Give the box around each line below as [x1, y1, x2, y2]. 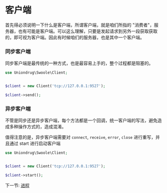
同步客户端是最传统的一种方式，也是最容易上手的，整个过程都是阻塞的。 [5, 60, 153, 66]
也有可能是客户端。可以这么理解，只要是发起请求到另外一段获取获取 [18, 28, 158, 34]
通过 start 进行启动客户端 [9, 140, 61, 147]
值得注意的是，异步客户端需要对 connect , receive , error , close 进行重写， [5, 134, 156, 140]
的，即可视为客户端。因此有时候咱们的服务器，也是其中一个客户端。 [5, 34, 145, 40]
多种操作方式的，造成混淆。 [9, 124, 66, 130]
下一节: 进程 [5, 182, 30, 188]
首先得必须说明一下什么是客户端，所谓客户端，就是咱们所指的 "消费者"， [5, 22, 154, 28]
